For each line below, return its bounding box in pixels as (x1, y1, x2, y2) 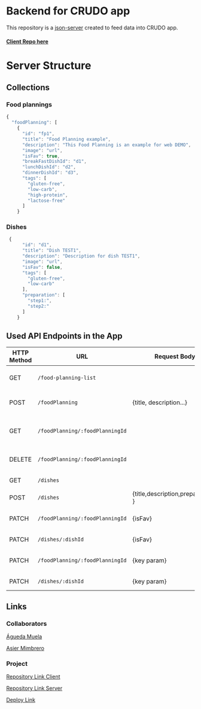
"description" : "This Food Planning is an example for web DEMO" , (22, 142, 191, 148)
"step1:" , (28, 298, 52, 304)
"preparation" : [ (22, 292, 66, 298)
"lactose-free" (28, 198, 66, 204)
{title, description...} (132, 398, 187, 407)
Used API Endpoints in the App (6, 331, 123, 341)
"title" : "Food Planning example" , (22, 136, 111, 142)
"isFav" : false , (22, 264, 63, 270)
